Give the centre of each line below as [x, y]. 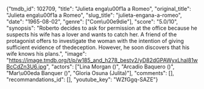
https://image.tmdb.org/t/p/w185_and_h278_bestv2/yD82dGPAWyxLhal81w [103, 60]
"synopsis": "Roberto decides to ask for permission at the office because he [102, 28]
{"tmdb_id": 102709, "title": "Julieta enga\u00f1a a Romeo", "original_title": [99, 9]
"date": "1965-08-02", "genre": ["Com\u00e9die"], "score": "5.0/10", [92, 21]
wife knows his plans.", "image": [47, 54]
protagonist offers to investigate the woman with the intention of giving [95, 41]
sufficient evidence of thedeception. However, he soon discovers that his [98, 47]
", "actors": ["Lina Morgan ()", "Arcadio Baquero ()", [110, 67]
